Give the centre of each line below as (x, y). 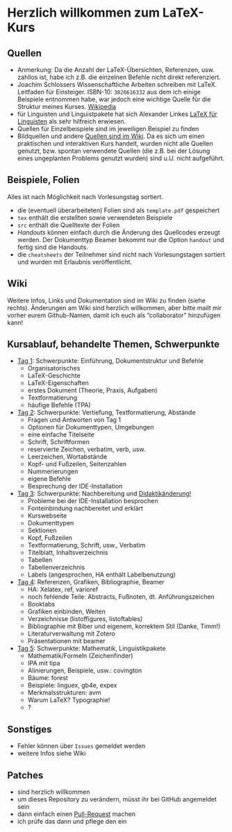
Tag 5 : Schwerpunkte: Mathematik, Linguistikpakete (91, 648)
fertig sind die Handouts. (52, 247)
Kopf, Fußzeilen (50, 538)
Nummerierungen (53, 472)
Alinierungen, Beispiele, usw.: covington (85, 670)
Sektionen (42, 530)
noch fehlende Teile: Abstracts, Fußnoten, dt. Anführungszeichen (121, 597)
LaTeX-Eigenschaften (58, 383)
